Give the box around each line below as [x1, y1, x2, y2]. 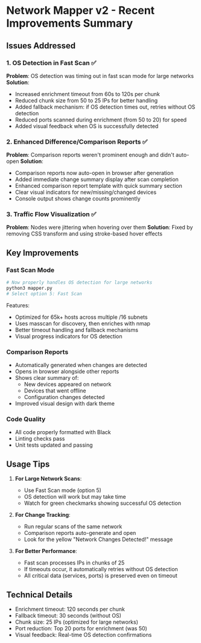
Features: [6, 301, 30, 309]
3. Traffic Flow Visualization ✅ [6, 210, 97, 219]
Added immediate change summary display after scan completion [14, 176, 179, 183]
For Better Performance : [14, 548, 77, 555]
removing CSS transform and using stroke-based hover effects [6, 230, 163, 237]
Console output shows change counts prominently [14, 195, 141, 202]
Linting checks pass [14, 435, 65, 443]
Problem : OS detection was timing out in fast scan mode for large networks [6, 72, 194, 79]
